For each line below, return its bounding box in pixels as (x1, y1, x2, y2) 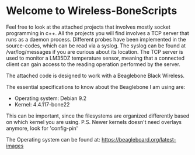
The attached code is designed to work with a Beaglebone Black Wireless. (6, 72, 185, 79)
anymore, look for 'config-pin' (6, 125, 78, 132)
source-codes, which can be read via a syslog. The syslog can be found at (6, 42, 186, 49)
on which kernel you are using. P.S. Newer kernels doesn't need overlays (6, 118, 182, 125)
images (6, 142, 24, 149)
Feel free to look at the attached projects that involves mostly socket (6, 23, 170, 30)
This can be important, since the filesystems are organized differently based (6, 112, 190, 119)
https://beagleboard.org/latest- (101, 136, 176, 143)
